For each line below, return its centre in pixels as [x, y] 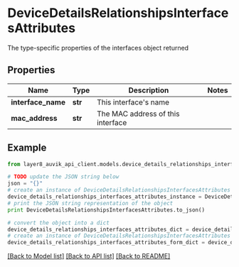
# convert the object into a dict [59, 223]
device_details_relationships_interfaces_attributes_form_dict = [106, 243]
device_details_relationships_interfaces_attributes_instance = [105, 197]
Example [27, 148]
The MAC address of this [138, 114]
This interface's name [133, 102]
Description [149, 90]
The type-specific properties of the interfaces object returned [98, 48]
